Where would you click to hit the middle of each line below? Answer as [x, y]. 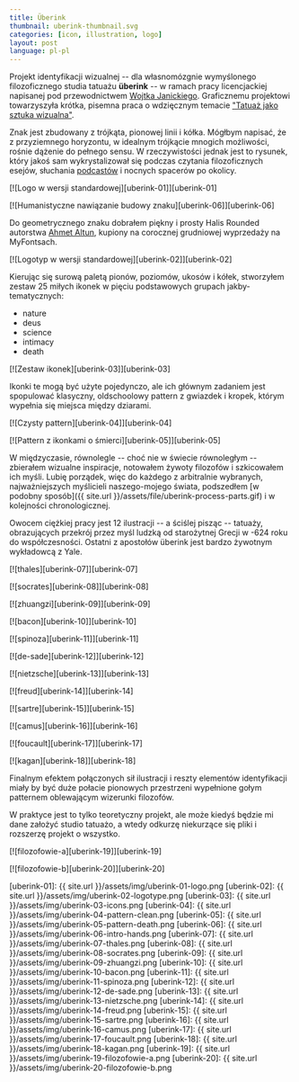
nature [34, 313]
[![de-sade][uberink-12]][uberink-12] [77, 657]
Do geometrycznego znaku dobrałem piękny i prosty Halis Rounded [135, 223]
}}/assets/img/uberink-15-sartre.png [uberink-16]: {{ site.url [119, 1020]
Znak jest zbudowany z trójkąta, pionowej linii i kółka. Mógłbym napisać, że [148, 132]
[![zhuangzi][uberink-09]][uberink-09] [80, 604]
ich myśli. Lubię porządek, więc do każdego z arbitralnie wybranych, [136, 477]
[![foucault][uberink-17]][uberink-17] [76, 744]
